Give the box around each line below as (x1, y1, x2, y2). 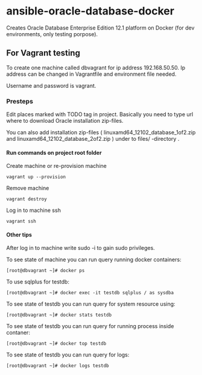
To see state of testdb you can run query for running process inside (6, 323, 174, 330)
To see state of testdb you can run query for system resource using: (6, 300, 176, 308)
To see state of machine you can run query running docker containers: (6, 256, 182, 263)
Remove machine (6, 185, 49, 192)
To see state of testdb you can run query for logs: (6, 351, 130, 359)
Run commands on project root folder (6, 149, 102, 156)
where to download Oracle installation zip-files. (6, 117, 124, 125)
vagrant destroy (6, 196, 47, 202)
